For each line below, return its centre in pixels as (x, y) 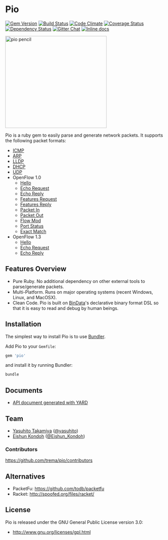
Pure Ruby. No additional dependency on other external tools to (79, 281)
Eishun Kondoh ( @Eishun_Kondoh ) (49, 436)
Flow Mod (31, 220)
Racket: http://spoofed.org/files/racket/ (53, 494)
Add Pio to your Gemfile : (31, 346)
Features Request (38, 199)
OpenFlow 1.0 (27, 177)
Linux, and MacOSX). (35, 297)
